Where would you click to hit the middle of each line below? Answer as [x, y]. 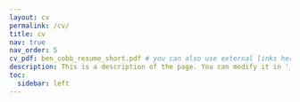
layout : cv [29, 17]
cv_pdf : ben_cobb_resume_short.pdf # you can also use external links [143, 59]
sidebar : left [43, 83]
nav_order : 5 [33, 51]
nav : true [28, 42]
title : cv [28, 34]
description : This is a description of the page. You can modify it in [145, 67]
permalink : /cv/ [39, 26]
